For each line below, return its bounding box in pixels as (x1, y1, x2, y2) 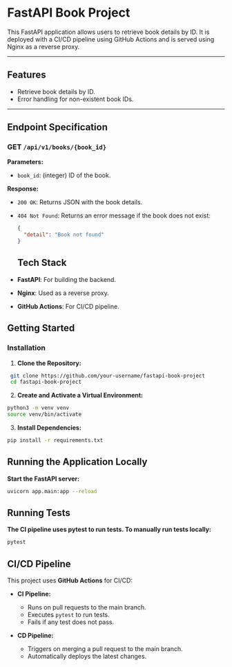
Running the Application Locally (7, 456, 148, 468)
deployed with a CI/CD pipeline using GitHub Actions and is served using (7, 35, 215, 43)
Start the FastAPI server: (7, 474, 80, 483)
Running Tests (7, 507, 70, 519)
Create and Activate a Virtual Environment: (17, 391, 144, 400)
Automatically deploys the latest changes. (27, 652, 147, 661)
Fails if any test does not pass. (27, 618, 115, 626)
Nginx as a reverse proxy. (7, 42, 80, 51)
